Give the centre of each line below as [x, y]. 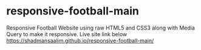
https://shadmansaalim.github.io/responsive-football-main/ [80, 40]
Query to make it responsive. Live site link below [67, 34]
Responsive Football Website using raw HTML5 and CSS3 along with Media [101, 28]
